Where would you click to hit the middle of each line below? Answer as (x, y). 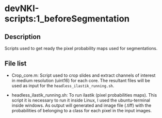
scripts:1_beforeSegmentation (67, 19)
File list (16, 64)
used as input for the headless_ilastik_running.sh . (63, 85)
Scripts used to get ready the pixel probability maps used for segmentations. (81, 48)
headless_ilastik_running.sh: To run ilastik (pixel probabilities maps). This (84, 95)
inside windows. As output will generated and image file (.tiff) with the (81, 105)
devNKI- (22, 8)
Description (23, 37)
